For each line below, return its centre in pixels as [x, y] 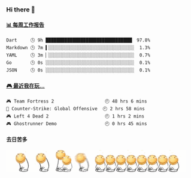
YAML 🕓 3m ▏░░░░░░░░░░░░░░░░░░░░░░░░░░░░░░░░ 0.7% [78, 55]
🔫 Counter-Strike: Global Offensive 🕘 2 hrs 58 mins [76, 109]
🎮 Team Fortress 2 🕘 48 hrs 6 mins [77, 101]
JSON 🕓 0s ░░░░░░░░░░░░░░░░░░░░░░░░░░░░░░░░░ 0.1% [78, 70]
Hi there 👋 [21, 10]
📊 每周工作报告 [25, 25]
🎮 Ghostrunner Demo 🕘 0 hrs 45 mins [77, 124]
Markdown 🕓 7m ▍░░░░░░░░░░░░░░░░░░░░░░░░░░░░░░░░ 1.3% [78, 48]
